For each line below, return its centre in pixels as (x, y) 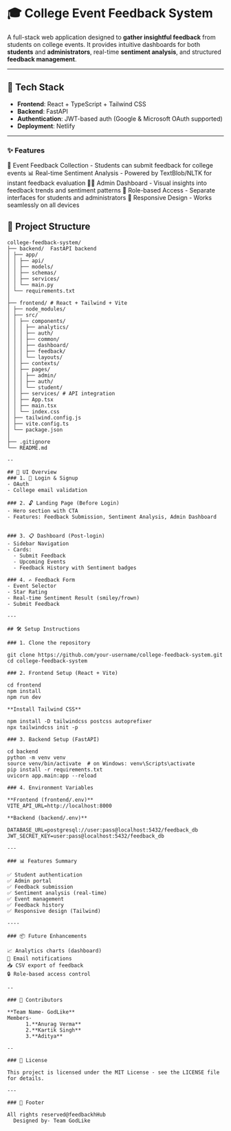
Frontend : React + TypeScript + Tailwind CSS (81, 104)
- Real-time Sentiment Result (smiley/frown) (73, 598)
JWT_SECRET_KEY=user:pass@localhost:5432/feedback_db (86, 836)
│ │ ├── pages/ (29, 369)
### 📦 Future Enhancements (47, 936)
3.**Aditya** (44, 1036)
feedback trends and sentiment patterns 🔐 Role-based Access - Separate (111, 190)
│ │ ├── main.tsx (32, 405)
